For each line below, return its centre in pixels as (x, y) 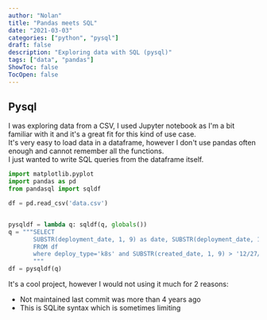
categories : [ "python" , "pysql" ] (64, 38)
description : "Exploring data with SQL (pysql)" (90, 52)
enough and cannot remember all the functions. (86, 151)
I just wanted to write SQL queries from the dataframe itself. (106, 160)
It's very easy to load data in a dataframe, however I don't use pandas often (132, 143)
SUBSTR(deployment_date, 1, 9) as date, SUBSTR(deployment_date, (143, 239)
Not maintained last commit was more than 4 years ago (110, 299)
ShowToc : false (33, 67)
